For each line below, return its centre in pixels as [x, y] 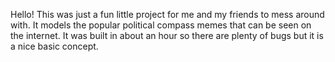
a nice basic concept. [54, 46]
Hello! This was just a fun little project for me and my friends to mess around [167, 14]
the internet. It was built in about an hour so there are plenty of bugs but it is [167, 35]
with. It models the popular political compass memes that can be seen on [161, 25]
